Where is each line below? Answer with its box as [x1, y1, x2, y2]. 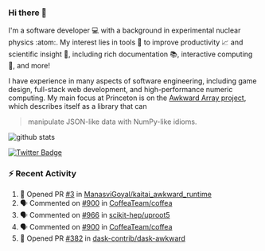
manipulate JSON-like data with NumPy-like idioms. [27, 117, 197, 126]
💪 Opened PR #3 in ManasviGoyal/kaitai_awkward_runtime [19, 189, 212, 199]
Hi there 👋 [8, 7, 48, 18]
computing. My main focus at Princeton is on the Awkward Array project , [8, 93, 247, 102]
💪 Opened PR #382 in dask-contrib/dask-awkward [19, 234, 185, 243]
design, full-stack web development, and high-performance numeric [8, 85, 233, 95]
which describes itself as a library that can [8, 102, 147, 111]
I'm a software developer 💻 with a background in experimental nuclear [8, 25, 241, 35]
